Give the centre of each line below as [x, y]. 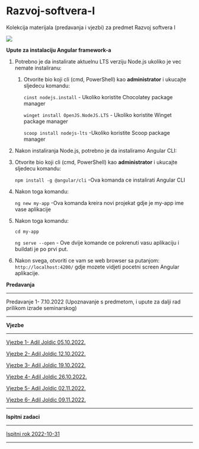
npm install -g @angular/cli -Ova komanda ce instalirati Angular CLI [100, 180]
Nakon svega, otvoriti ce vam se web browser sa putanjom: [87, 260]
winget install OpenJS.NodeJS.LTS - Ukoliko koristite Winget [97, 115]
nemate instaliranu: [38, 68]
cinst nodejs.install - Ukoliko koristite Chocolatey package [98, 97]
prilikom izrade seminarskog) [41, 308]
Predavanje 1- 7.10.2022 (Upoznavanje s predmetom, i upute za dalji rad [93, 302]
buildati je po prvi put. [41, 249]
